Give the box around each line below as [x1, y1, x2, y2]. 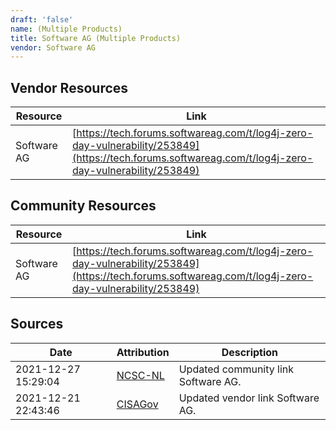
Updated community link [178, 362, 295, 376]
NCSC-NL [116, 368, 165, 382]
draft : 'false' [10, 14, 74, 25]
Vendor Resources [10, 79, 129, 96]
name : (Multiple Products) [10, 24, 123, 34]
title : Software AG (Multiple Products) [10, 33, 182, 43]
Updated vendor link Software [178, 391, 320, 405]
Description [221, 345, 279, 359]
